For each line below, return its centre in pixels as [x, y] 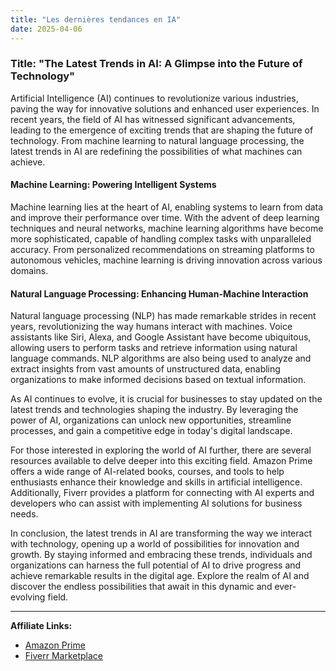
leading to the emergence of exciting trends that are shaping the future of [162, 130]
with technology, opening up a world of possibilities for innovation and [155, 544]
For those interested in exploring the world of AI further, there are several [161, 450]
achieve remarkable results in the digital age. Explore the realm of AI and [160, 576]
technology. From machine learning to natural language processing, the [157, 140]
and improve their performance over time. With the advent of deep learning [165, 217]
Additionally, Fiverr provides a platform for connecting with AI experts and [162, 493]
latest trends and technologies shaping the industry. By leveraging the [154, 410]
